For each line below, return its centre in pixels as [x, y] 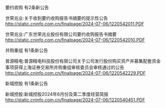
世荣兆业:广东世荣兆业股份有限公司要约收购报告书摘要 [61, 34]
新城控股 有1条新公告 [27, 83]
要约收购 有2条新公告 [27, 7]
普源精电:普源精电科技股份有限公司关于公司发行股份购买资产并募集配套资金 [83, 61]
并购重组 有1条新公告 [27, 50]
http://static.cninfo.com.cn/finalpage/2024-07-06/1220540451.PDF [75, 100]
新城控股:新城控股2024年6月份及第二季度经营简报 [57, 94]
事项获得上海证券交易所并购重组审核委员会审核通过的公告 [65, 67]
